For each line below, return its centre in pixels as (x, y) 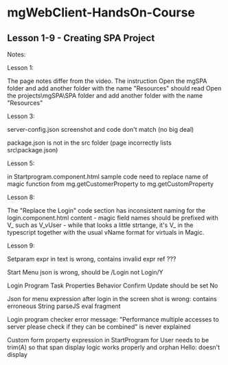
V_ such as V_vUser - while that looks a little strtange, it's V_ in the (100, 225)
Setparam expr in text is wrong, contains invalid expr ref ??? (92, 259)
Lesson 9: (21, 246)
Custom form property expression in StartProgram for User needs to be (108, 340)
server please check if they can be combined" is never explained (99, 327)
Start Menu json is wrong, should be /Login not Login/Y (85, 272)
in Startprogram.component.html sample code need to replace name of (108, 177)
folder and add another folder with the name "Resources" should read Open (114, 88)
